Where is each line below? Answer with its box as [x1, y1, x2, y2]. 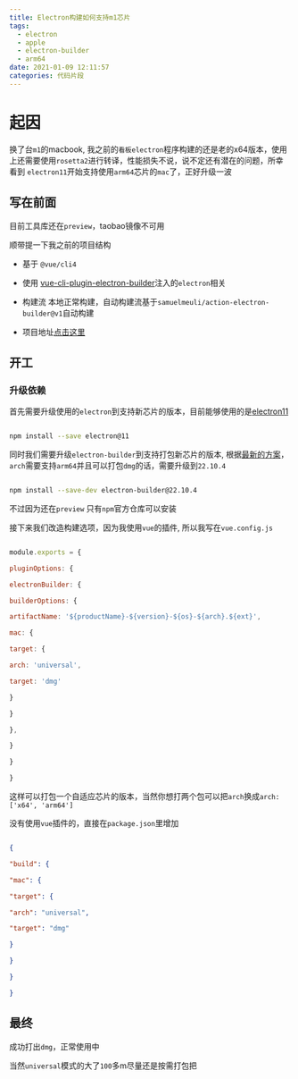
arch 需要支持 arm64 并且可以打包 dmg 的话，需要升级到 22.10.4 [9, 460, 227, 471]
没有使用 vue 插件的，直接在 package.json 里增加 [9, 818, 179, 829]
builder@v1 [21, 309, 63, 318]
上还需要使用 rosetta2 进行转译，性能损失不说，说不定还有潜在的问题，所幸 [9, 155, 284, 165]
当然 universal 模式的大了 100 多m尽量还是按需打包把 [9, 1060, 198, 1071]
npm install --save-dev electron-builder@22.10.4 [9, 486, 198, 495]
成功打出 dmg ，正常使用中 [9, 1041, 100, 1051]
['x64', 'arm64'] [9, 801, 74, 810]
